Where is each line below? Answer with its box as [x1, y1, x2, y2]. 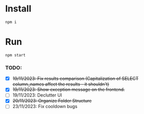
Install [5, 3, 32, 14]
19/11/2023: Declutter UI [12, 92, 62, 98]
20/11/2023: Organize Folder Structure [12, 98, 92, 104]
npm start [5, 52, 26, 57]
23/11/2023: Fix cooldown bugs [12, 103, 78, 109]
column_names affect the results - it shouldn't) [12, 81, 109, 87]
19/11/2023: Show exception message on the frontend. [12, 86, 125, 92]
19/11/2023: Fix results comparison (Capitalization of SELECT [12, 75, 139, 81]
